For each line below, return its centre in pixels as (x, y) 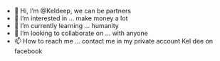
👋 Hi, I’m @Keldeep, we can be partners (73, 11)
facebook (28, 51)
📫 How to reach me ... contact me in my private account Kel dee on (114, 41)
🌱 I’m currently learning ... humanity (66, 26)
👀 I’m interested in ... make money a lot (71, 18)
